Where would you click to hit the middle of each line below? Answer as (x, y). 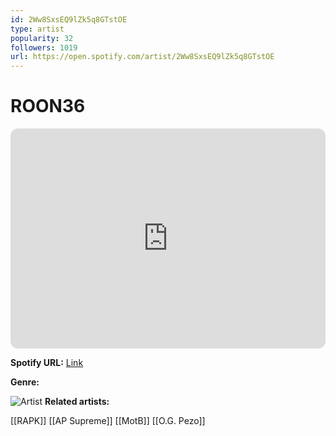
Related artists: (77, 402)
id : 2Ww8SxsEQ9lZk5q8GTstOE (69, 19)
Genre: (25, 382)
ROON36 (48, 106)
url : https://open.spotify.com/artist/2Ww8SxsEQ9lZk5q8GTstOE (142, 57)
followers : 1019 (44, 47)
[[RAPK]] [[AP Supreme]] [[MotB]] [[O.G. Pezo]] (108, 421)
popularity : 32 (42, 38)
